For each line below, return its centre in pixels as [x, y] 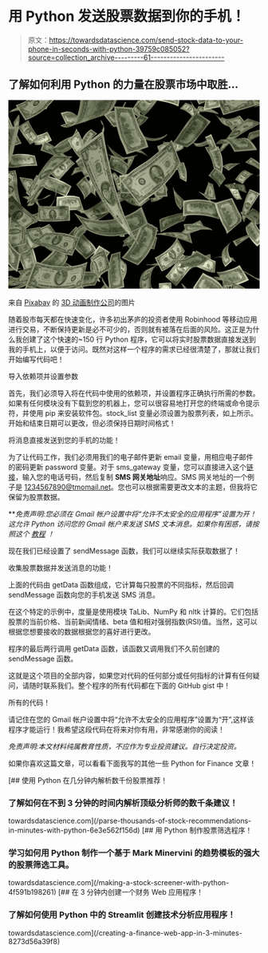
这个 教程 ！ [34, 534]
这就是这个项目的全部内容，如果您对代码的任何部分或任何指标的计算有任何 [130, 675]
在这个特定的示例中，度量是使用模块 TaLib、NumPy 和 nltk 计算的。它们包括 [134, 611]
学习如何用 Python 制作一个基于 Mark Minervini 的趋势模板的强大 [134, 852]
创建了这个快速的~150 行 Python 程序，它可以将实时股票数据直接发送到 [139, 339]
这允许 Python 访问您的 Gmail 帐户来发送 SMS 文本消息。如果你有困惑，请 [130, 524]
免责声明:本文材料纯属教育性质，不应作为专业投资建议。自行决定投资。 [125, 746]
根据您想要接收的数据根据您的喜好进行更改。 [82, 631]
